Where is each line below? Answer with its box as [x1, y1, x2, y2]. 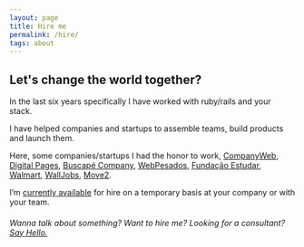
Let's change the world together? [9, 71, 202, 87]
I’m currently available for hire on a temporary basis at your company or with [9, 187, 296, 198]
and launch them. [9, 133, 74, 144]
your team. [9, 196, 50, 208]
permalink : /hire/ [9, 30, 79, 39]
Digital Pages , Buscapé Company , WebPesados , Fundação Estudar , [9, 160, 261, 171]
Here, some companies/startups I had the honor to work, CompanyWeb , [9, 150, 279, 161]
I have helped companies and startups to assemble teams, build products [9, 123, 284, 134]
